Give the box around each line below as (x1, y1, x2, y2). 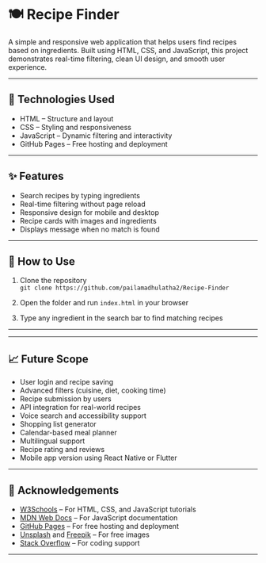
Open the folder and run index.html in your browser (19, 298, 188, 308)
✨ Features (8, 170, 64, 183)
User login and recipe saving (19, 377, 114, 387)
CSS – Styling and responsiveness (19, 122, 132, 132)
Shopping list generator (19, 419, 97, 429)
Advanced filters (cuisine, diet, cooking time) (19, 385, 166, 396)
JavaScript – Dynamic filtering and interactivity (19, 131, 173, 140)
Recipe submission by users (19, 394, 112, 404)
